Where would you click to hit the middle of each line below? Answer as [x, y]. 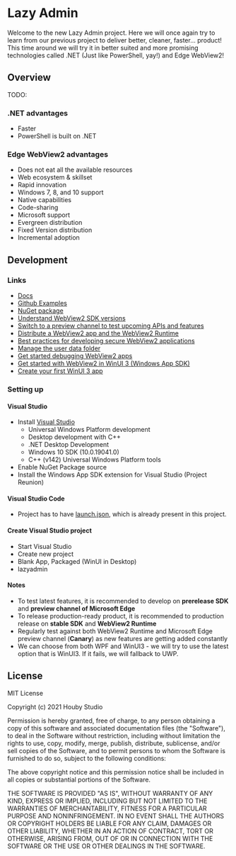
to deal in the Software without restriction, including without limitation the [114, 735]
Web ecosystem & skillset [55, 177]
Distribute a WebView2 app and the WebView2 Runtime [98, 333]
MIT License [25, 693]
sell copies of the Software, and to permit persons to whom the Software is [117, 750]
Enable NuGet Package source [62, 467]
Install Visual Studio [46, 422]
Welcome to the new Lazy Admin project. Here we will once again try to [111, 33]
